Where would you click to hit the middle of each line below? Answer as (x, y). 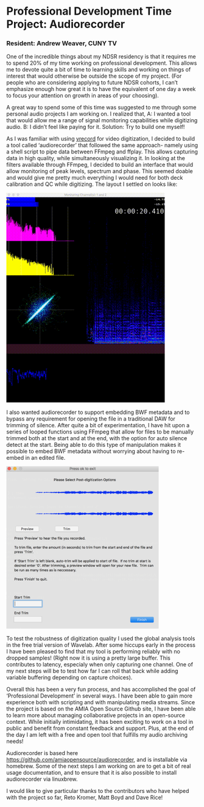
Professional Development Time (89, 11)
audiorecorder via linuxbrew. (42, 779)
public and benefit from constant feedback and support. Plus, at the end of (100, 728)
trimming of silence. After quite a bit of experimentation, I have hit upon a (98, 426)
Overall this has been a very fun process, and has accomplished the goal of (101, 689)
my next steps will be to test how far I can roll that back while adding (92, 671)
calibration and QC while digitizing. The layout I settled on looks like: (92, 184)
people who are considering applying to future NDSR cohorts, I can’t (92, 83)
